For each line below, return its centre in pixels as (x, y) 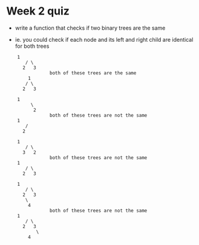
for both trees (32, 46)
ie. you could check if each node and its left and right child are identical (104, 39)
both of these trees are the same (93, 73)
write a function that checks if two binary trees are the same (90, 28)
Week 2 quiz (38, 11)
